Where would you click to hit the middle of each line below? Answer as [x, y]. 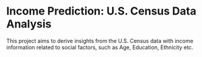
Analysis [29, 24]
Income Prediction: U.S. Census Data [101, 11]
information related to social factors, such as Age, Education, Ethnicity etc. [100, 47]
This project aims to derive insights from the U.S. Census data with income [100, 41]
